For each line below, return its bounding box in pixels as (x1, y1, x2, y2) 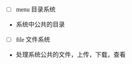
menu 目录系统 (16, 6, 56, 13)
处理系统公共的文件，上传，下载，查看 (16, 51, 126, 58)
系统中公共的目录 (16, 21, 65, 28)
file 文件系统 (16, 36, 50, 43)
